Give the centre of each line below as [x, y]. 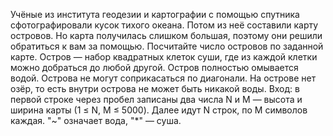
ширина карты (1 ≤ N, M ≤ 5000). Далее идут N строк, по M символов [159, 110]
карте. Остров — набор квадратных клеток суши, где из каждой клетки [164, 57]
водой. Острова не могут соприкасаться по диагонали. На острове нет [163, 78]
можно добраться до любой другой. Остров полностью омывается [154, 67]
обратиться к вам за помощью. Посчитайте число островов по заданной [167, 46]
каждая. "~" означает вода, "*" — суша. [96, 120]
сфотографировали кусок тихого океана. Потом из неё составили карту [164, 25]
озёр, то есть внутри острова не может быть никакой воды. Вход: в [155, 88]
